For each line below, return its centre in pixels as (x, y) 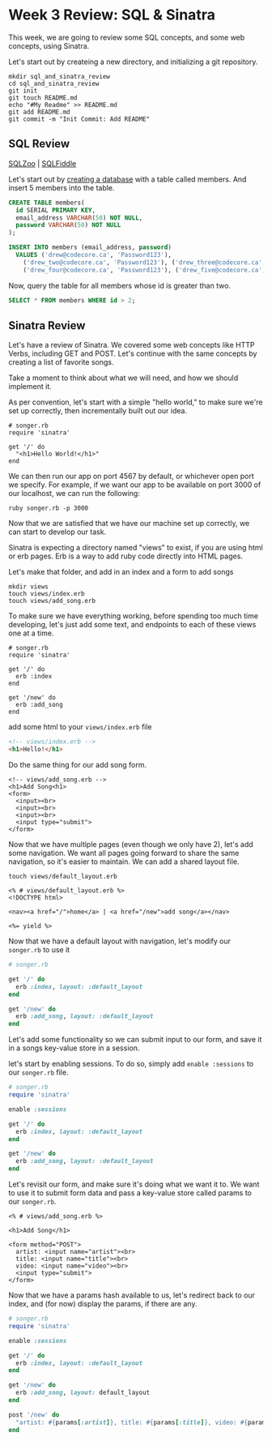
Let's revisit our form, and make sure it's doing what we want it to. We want (134, 1184)
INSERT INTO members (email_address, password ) (90, 248)
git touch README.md (43, 98)
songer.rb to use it (39, 950)
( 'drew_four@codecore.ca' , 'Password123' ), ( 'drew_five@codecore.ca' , (144, 270)
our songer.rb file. (38, 1072)
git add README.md (39, 112)
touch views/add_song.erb (52, 601)
